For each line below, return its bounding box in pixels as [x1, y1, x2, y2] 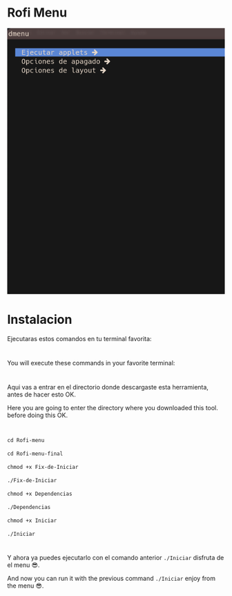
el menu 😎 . [7, 561, 40, 569]
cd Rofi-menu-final [7, 450, 64, 457]
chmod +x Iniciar [7, 517, 57, 524]
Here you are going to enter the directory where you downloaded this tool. [7, 404, 219, 412]
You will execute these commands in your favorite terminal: [7, 359, 175, 367]
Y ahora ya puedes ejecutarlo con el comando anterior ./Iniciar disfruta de [7, 553, 224, 561]
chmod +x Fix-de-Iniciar [7, 463, 79, 470]
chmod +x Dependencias [7, 490, 72, 497]
